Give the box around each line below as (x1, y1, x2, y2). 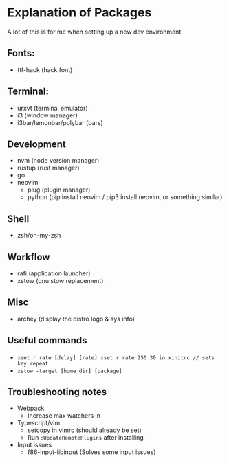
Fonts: (7, 47, 35, 59)
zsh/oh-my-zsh (17, 231, 61, 240)
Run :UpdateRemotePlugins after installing (27, 433, 144, 442)
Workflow (7, 251, 50, 262)
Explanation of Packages (7, 5, 152, 21)
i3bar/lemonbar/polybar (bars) (17, 118, 103, 126)
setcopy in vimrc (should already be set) (27, 426, 142, 434)
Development (7, 138, 67, 150)
